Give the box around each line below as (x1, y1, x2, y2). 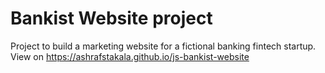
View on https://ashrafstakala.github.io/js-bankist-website (10, 50, 250, 62)
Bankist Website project (10, 7, 213, 30)
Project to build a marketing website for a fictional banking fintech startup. (10, 40, 317, 52)
